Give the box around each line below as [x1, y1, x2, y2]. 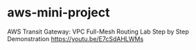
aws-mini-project [7, 5, 110, 21]
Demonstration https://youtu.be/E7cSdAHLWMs [7, 34, 144, 42]
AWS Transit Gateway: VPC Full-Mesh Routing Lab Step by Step [7, 27, 189, 36]
